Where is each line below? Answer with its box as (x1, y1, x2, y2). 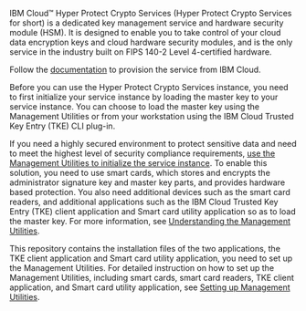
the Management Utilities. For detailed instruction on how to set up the (9, 263, 275, 273)
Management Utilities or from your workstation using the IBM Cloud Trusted (9, 111, 294, 121)
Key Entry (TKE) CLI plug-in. (9, 120, 116, 131)
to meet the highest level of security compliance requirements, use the (9, 148, 276, 159)
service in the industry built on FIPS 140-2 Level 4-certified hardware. (9, 47, 272, 57)
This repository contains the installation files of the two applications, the (9, 244, 281, 254)
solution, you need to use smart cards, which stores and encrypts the (9, 168, 271, 178)
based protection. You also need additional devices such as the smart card (9, 187, 290, 197)
